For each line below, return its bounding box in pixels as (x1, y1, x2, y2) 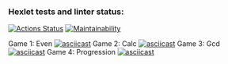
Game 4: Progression (46, 48, 116, 57)
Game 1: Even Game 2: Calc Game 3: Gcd (8, 39, 220, 48)
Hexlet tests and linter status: (8, 6, 124, 17)
